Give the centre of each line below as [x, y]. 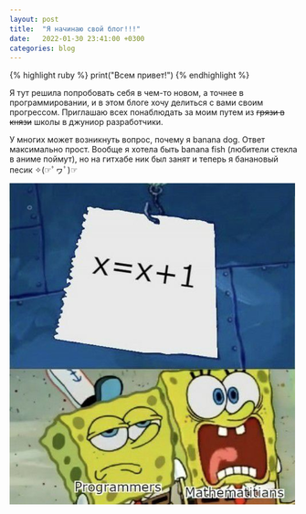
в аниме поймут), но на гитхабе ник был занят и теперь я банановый [144, 159]
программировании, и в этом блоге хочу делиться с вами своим [137, 103]
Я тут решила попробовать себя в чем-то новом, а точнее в [127, 93]
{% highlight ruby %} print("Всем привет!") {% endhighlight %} [129, 75]
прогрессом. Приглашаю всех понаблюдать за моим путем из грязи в [147, 112]
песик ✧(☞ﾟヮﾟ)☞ [44, 170]
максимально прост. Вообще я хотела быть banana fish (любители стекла [153, 150]
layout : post [34, 19]
